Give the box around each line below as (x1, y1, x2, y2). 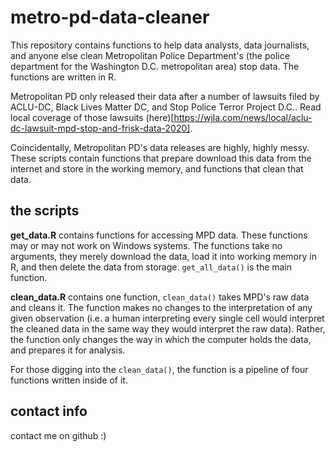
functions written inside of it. (10, 374, 128, 386)
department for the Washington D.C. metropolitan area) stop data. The (10, 60, 300, 72)
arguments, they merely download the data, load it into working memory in (10, 250, 317, 262)
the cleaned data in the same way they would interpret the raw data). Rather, (10, 322, 326, 335)
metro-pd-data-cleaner (10, 6, 210, 29)
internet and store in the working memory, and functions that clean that (10, 162, 304, 175)
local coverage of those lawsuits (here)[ (10, 111, 175, 123)
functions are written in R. (10, 71, 117, 83)
